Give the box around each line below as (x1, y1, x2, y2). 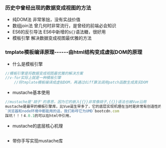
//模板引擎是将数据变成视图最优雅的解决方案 (5, 71, 83, 76)
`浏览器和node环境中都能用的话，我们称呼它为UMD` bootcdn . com (5, 108, 120, 113)
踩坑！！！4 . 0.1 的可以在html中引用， (5, 113, 73, 118)
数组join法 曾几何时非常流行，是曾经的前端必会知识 (12, 23, 117, 29)
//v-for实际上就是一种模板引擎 (5, 75, 61, 80)
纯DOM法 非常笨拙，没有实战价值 (12, 16, 81, 23)
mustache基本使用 (12, 90, 50, 96)
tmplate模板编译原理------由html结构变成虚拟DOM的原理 (5, 49, 142, 55)
